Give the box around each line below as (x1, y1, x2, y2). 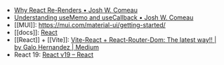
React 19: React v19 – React (13, 50, 93, 59)
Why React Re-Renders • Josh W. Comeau (13, 6, 138, 14)
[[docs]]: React (13, 28, 58, 36)
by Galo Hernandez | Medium (13, 43, 100, 51)
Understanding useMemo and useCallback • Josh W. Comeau (13, 13, 194, 22)
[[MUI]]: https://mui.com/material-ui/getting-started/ (13, 21, 166, 29)
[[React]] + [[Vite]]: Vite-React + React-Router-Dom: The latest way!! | (13, 36, 217, 44)
